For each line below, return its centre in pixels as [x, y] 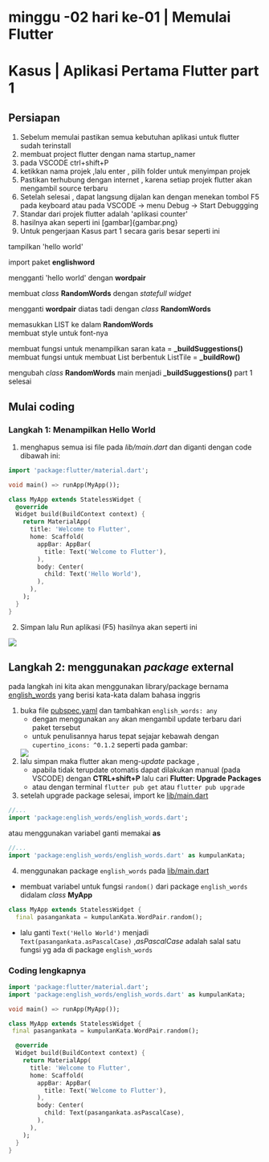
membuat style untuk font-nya [58, 333]
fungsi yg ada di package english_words [86, 950]
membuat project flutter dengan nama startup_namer [108, 154]
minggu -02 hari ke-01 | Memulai [120, 17]
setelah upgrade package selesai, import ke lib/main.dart [114, 795]
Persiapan [34, 118]
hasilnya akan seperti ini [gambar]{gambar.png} [99, 223]
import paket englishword [51, 262]
